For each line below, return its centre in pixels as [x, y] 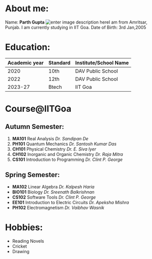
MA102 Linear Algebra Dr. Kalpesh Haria [53, 186]
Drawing [21, 251]
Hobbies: [24, 227]
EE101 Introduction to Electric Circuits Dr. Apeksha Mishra [70, 202]
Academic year [26, 63]
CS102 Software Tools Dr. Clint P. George [54, 197]
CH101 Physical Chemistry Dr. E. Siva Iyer [54, 149]
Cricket [19, 246]
